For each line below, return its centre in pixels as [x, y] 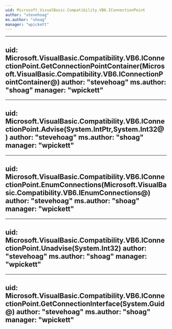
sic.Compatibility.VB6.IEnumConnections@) [78, 193]
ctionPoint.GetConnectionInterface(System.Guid [85, 304]
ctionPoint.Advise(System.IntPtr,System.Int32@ [85, 130]
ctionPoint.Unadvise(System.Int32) [63, 249]
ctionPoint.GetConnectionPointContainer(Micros [85, 66]
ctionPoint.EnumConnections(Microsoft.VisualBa [86, 185]
